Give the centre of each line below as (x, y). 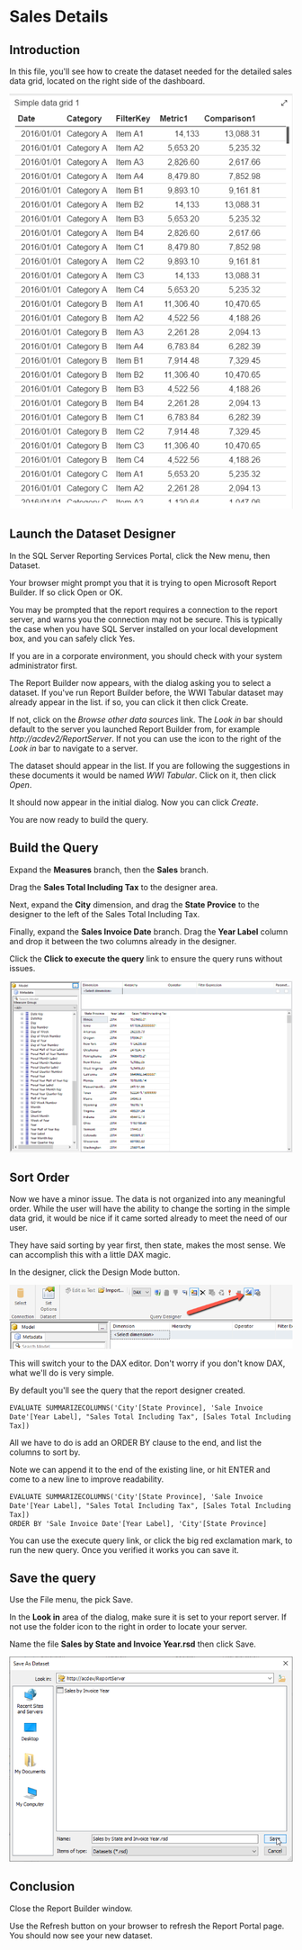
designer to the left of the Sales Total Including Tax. (105, 914)
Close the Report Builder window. (71, 1908)
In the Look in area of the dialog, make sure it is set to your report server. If (148, 1617)
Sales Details (59, 17)
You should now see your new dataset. (81, 1935)
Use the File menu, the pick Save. (71, 1600)
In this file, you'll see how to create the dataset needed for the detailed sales (151, 71)
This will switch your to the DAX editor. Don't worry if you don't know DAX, (147, 1363)
